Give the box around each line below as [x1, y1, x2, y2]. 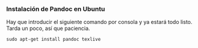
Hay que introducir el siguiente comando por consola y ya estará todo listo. [6, 19, 193, 26]
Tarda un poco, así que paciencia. [6, 25, 90, 32]
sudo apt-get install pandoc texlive [6, 37, 101, 43]
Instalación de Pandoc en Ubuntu [6, 5, 105, 13]
